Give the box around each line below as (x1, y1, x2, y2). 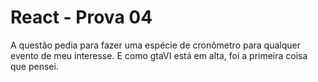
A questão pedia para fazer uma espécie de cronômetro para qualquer (10, 39, 301, 51)
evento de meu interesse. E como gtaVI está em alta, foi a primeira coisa (10, 49, 308, 61)
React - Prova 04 (10, 6, 153, 29)
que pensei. (10, 60, 59, 72)
